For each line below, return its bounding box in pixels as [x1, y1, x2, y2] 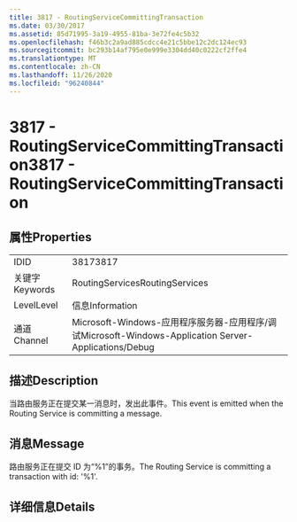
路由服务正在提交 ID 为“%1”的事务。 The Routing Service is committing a [9, 462, 271, 472]
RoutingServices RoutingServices [72, 277, 209, 289]
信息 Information [72, 299, 138, 311]
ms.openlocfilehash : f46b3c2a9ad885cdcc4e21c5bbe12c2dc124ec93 [9, 37, 247, 47]
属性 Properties [9, 230, 92, 245]
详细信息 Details [9, 499, 95, 514]
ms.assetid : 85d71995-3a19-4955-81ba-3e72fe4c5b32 [9, 29, 200, 38]
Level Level [13, 299, 58, 311]
